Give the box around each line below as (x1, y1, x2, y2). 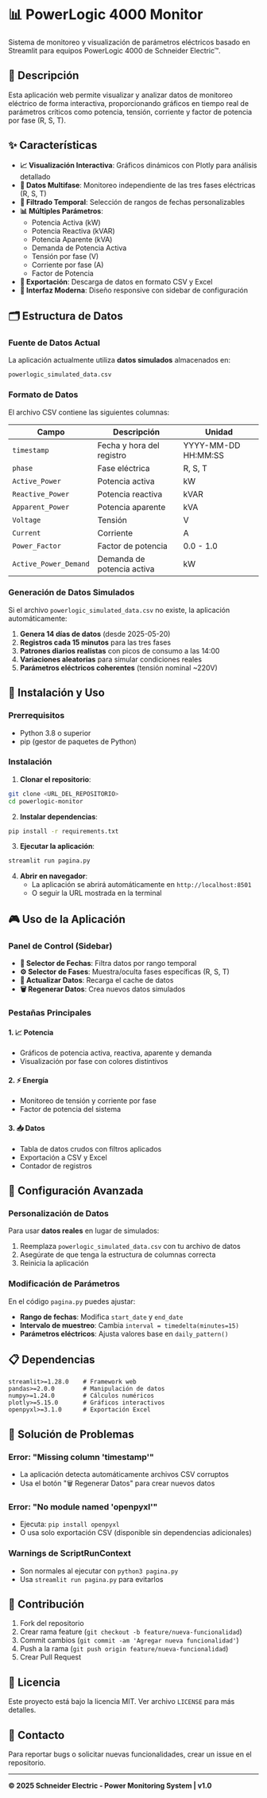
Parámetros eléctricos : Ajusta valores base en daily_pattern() (19, 1329, 229, 1338)
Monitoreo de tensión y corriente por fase (19, 1096, 157, 1105)
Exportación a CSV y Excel (19, 1152, 107, 1162)
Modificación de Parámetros (8, 1278, 121, 1290)
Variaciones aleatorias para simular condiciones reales (19, 654, 203, 664)
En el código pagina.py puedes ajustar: (8, 1296, 136, 1306)
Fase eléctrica (97, 462, 150, 473)
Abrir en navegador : (19, 871, 88, 881)
